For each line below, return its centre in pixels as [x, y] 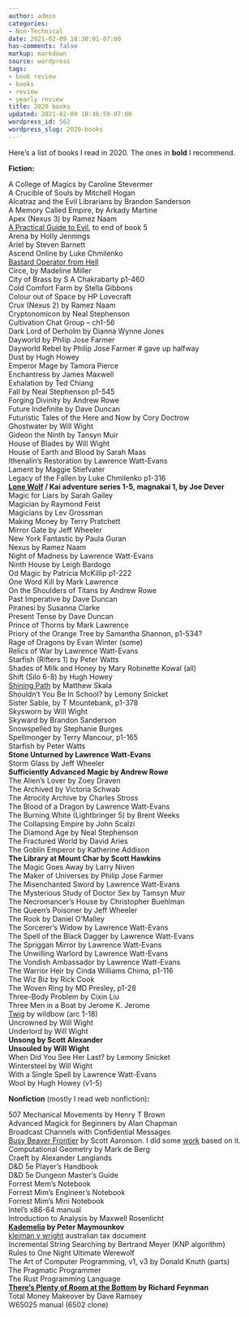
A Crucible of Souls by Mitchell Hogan [72, 193]
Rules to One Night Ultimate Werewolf [72, 1253]
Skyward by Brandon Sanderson [62, 720]
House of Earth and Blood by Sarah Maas [77, 451]
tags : [17, 69]
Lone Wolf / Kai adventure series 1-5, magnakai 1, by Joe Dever [116, 486]
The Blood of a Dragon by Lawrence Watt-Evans [89, 806]
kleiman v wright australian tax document [77, 1235]
